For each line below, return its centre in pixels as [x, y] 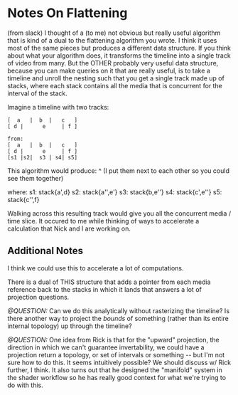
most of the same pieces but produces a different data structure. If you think [119, 48]
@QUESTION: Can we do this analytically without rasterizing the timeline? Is [118, 310]
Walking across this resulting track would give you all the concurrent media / [119, 213]
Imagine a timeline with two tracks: [58, 107]
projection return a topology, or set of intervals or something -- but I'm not [116, 354]
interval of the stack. [37, 93]
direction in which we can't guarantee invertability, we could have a [106, 347]
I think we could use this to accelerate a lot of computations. [96, 268]
